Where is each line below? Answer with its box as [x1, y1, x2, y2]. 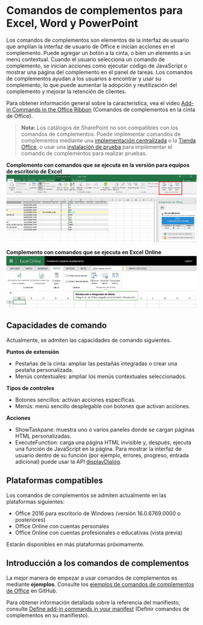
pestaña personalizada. [14, 366, 74, 373]
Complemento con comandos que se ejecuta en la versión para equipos [6, 161, 190, 168]
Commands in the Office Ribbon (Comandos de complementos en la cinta [11, 106, 195, 113]
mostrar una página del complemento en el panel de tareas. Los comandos [6, 68, 193, 75]
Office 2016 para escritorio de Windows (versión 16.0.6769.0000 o [14, 510, 181, 517]
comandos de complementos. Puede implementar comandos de [21, 130, 181, 138]
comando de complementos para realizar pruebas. [21, 149, 147, 157]
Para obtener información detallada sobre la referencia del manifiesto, [6, 598, 181, 606]
